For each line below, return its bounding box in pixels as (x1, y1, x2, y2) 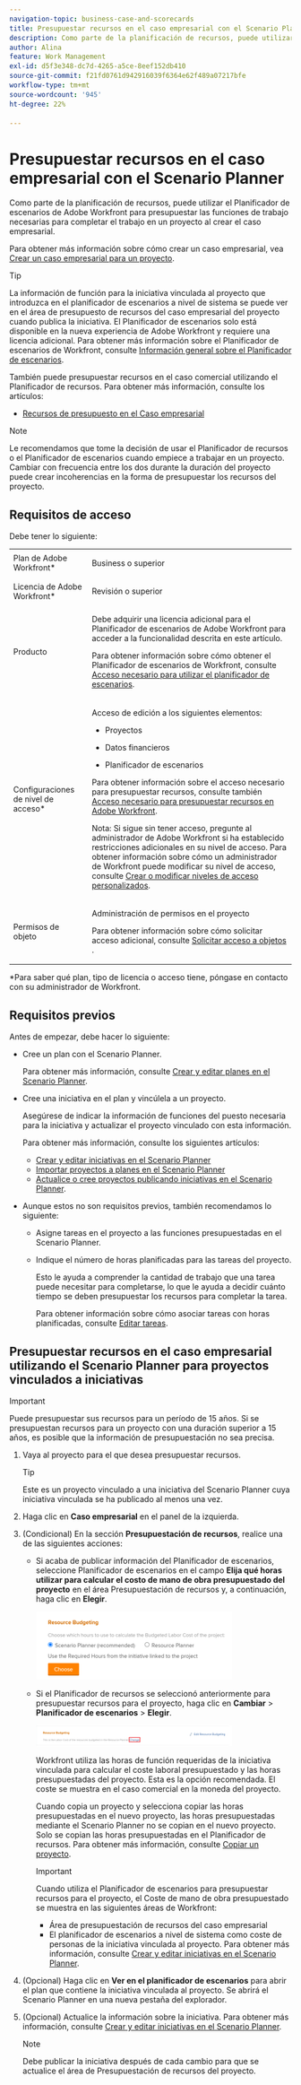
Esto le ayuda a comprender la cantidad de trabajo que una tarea (35, 1272, 276, 1282)
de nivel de (13, 794, 54, 804)
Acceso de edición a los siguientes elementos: (91, 707, 262, 717)
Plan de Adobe (13, 552, 68, 564)
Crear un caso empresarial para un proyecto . (9, 253, 175, 264)
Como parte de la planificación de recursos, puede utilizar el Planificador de (9, 197, 290, 208)
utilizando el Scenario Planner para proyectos (9, 1358, 270, 1373)
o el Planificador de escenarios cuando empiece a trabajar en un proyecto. (9, 453, 285, 464)
